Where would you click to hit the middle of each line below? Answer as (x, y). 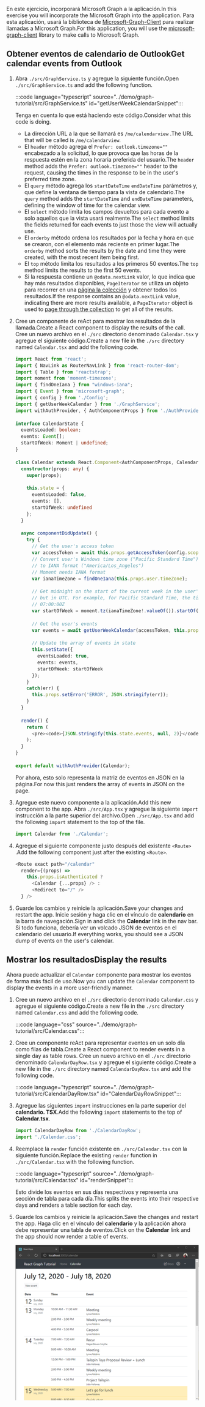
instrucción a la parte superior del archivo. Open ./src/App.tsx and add (104, 815)
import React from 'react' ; (51, 359)
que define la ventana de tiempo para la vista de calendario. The (104, 192)
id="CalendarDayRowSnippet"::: (141, 1094)
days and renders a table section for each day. (74, 1205)
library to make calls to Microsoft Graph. (89, 35)
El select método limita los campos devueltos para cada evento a (106, 211)
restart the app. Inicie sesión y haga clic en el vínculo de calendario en (104, 914)
